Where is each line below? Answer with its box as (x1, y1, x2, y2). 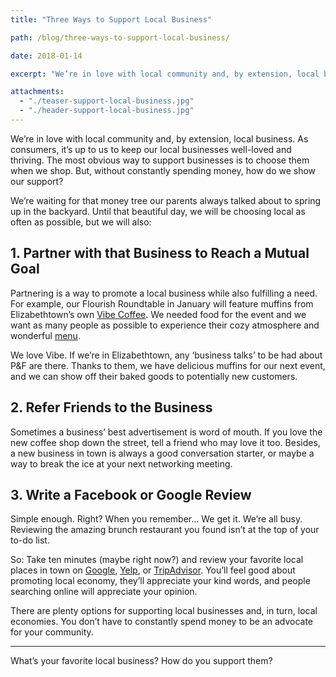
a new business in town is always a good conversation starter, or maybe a (10, 447, 315, 459)
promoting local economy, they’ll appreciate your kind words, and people (10, 575, 311, 587)
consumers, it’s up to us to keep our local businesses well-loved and (10, 143, 292, 155)
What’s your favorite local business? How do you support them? (10, 655, 273, 667)
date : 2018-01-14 (10, 51, 83, 61)
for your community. (10, 626, 94, 638)
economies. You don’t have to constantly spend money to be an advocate (10, 616, 313, 628)
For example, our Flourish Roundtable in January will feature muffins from (10, 297, 314, 310)
